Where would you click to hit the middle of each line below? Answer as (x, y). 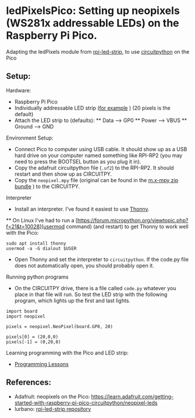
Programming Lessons (41, 364)
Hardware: (19, 90)
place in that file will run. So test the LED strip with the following (91, 294)
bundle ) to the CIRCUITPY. (47, 186)
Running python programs (37, 277)
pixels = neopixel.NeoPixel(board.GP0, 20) (60, 326)
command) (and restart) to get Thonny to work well (127, 227)
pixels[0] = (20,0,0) (32, 337)
